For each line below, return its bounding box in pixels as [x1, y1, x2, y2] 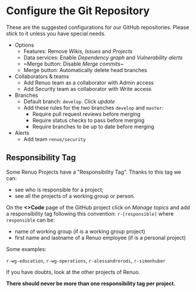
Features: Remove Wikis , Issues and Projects [23, 47, 133, 54]
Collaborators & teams [14, 73, 69, 80]
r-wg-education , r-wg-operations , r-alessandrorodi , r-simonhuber [6, 257, 166, 264]
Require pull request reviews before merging [32, 110, 141, 118]
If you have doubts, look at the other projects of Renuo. [6, 268, 141, 275]
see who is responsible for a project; [14, 186, 104, 193]
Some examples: [6, 245, 47, 252]
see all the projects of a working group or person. [14, 192, 136, 199]
